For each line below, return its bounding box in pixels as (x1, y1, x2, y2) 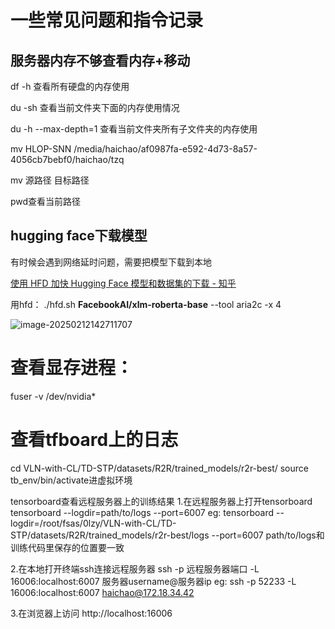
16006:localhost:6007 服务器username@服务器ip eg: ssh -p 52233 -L (10, 575, 297, 587)
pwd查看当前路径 (10, 196, 82, 207)
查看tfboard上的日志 (10, 428, 179, 451)
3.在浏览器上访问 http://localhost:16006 (10, 607, 173, 619)
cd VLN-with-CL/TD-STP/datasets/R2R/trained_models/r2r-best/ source (10, 462, 309, 474)
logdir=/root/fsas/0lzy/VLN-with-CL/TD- (10, 517, 177, 529)
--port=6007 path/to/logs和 (211, 529, 325, 541)
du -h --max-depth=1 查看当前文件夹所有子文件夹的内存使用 (10, 123, 258, 135)
